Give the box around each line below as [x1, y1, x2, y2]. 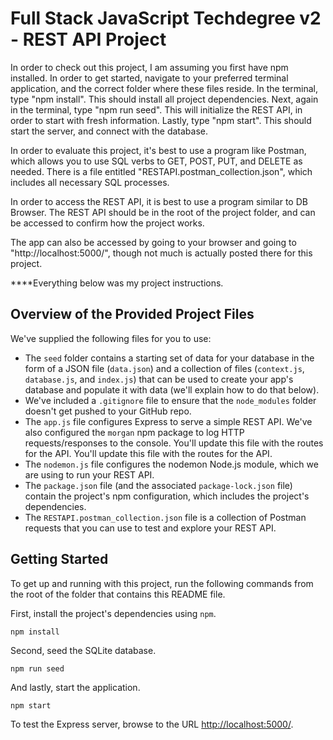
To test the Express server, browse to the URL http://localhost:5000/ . [10, 718, 294, 730]
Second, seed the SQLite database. [10, 644, 157, 656]
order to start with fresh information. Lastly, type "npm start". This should [10, 114, 312, 126]
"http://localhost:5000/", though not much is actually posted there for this [10, 247, 313, 259]
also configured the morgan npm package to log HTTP [24, 426, 245, 438]
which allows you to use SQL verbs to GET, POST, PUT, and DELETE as [10, 155, 303, 167]
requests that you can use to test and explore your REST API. [24, 522, 277, 534]
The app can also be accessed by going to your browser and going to [10, 236, 297, 248]
